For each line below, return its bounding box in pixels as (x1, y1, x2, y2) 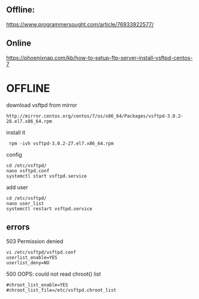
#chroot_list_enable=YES (6, 282, 68, 288)
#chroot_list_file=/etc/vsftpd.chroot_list (6, 288, 117, 294)
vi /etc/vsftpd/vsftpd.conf (6, 249, 77, 256)
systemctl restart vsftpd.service (6, 205, 93, 212)
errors (6, 222, 30, 232)
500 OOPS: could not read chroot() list (6, 270, 101, 278)
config (6, 151, 22, 158)
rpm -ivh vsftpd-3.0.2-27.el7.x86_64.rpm (8, 140, 114, 146)
